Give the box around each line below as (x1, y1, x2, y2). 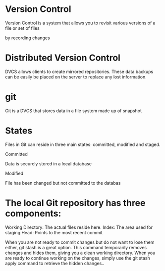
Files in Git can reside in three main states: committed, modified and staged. (5, 141, 161, 147)
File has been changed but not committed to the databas (5, 180, 121, 186)
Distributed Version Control (5, 52, 120, 64)
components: (5, 207, 61, 219)
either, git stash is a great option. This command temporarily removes (5, 244, 147, 250)
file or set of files (5, 25, 40, 31)
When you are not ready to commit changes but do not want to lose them (5, 239, 155, 245)
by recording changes (5, 35, 51, 41)
